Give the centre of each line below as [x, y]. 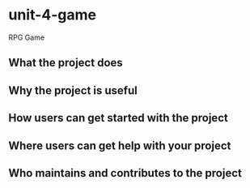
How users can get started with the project [118, 118]
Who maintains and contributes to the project [125, 173]
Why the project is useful [73, 90]
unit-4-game [53, 15]
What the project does [66, 63]
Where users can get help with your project [120, 145]
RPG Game [27, 37]
